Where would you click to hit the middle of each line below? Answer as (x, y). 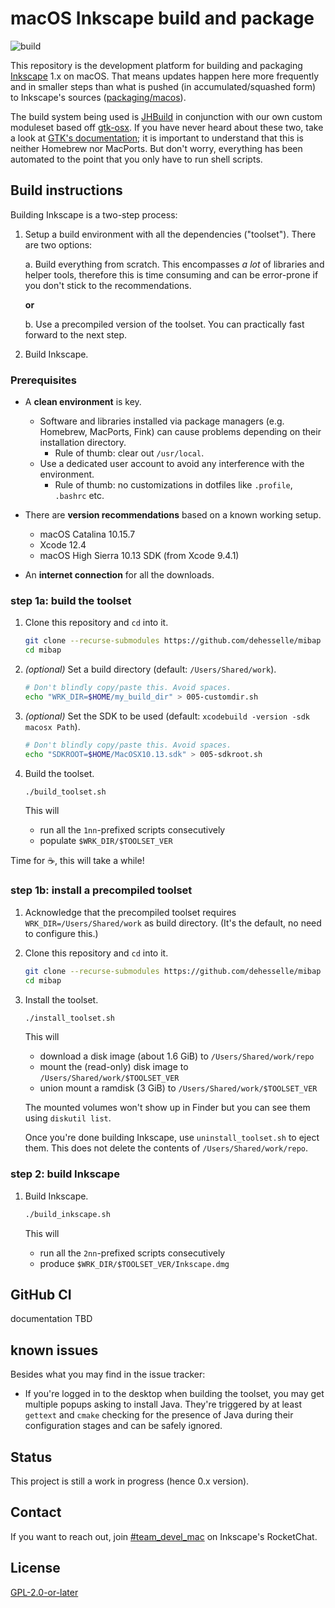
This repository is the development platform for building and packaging (156, 65)
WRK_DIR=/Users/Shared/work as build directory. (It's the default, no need (173, 923)
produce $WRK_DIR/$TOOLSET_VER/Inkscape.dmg (134, 1263)
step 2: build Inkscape (65, 1174)
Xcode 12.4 (63, 545)
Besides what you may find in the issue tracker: (108, 1374)
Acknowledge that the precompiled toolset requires (130, 912)
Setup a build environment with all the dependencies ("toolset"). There (170, 234)
